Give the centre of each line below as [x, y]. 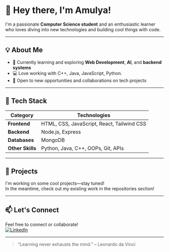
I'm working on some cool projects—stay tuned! [55, 184]
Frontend [19, 124]
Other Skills [22, 148]
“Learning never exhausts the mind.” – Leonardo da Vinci [76, 244]
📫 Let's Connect [32, 210]
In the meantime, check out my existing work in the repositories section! [80, 189]
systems [22, 67]
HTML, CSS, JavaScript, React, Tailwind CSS [94, 124]
